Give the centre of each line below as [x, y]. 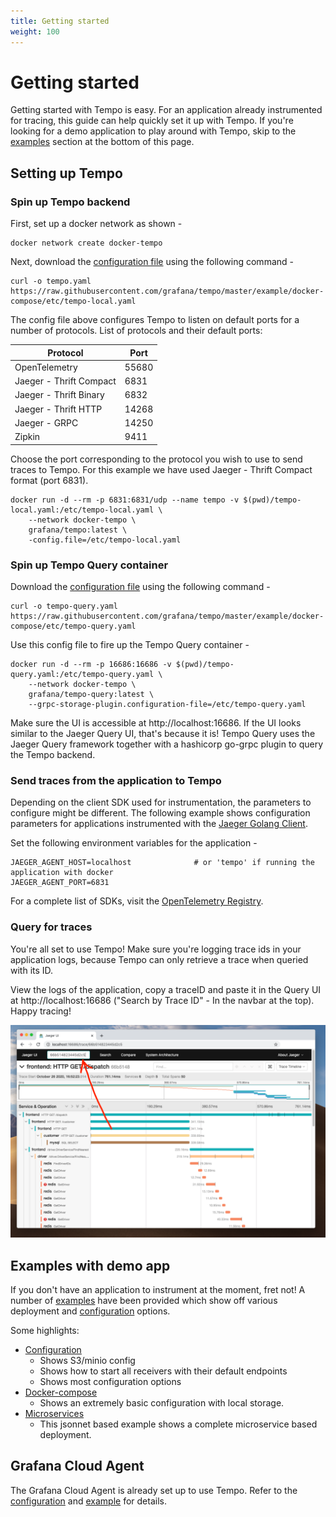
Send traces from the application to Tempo [116, 780]
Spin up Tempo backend [70, 202]
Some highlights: [45, 1330]
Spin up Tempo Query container [89, 565]
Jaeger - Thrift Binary [59, 395]
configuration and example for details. [88, 1501]
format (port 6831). [49, 480]
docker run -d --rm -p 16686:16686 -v [91, 664]
